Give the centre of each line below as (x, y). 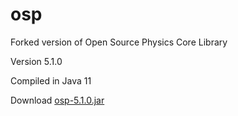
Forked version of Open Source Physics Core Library (119, 42)
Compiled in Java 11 (51, 80)
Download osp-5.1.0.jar (57, 100)
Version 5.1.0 (36, 61)
